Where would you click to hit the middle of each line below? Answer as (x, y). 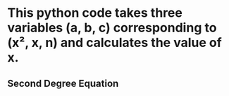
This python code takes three (95, 13)
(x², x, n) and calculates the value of (114, 43)
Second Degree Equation (63, 83)
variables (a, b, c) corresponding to (112, 28)
